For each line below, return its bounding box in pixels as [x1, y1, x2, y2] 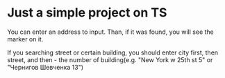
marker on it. [7, 35, 44, 43]
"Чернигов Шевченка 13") [7, 63, 84, 71]
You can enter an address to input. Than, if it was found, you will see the [7, 28, 214, 36]
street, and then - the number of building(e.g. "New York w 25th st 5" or [7, 55, 213, 64]
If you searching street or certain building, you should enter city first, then [7, 48, 219, 57]
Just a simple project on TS [7, 5, 167, 21]
